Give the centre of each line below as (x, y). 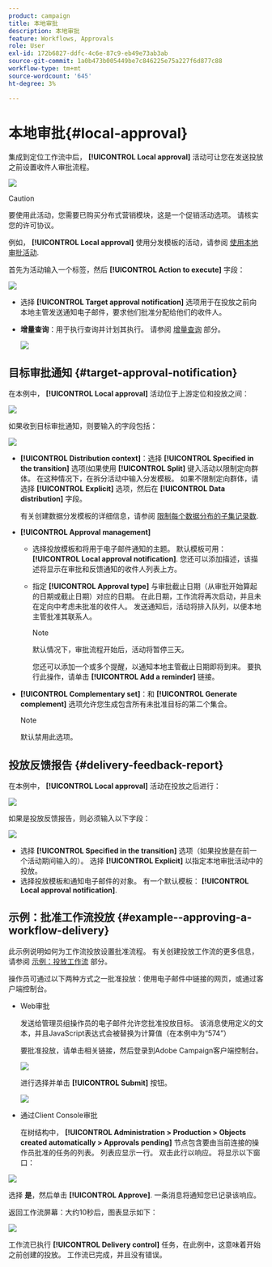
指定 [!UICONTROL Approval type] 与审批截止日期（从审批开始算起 (144, 587)
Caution (21, 198)
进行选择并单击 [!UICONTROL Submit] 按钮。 (96, 1083)
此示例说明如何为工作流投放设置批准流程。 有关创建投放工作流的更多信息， (134, 951)
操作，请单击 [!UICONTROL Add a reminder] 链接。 (133, 677)
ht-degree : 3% (32, 83)
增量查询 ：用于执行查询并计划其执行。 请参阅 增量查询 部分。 (122, 329)
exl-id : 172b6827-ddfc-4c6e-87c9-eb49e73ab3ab (88, 53)
